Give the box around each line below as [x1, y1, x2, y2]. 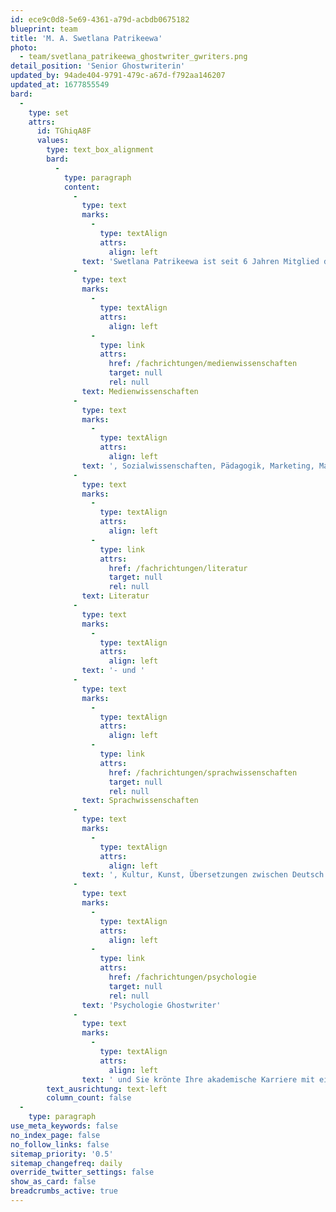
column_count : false [46, 1093, 132, 1103]
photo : [10, 42, 38, 53]
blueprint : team [10, 24, 78, 34]
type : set [28, 107, 70, 118]
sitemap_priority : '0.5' [10, 1149, 114, 1159]
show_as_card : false [10, 1177, 97, 1187]
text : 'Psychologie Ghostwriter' [81, 1000, 222, 1010]
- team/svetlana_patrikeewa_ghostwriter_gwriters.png [19, 52, 248, 62]
